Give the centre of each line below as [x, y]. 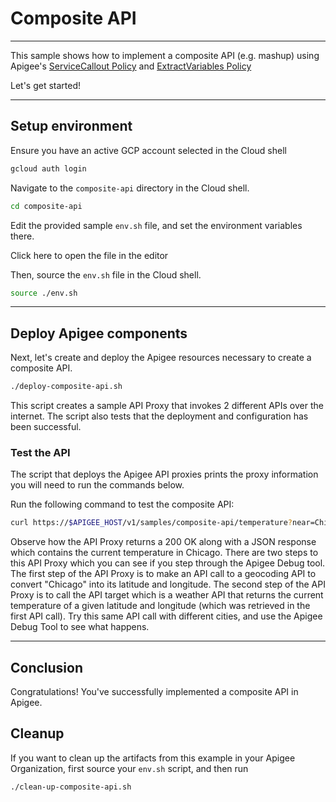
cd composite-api [46, 206]
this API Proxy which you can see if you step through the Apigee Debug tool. [168, 563]
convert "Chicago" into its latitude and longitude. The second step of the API [168, 584]
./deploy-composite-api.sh [66, 387]
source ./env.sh [44, 293]
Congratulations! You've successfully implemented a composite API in [154, 692]
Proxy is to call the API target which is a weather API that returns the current [167, 595]
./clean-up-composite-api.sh [71, 787]
